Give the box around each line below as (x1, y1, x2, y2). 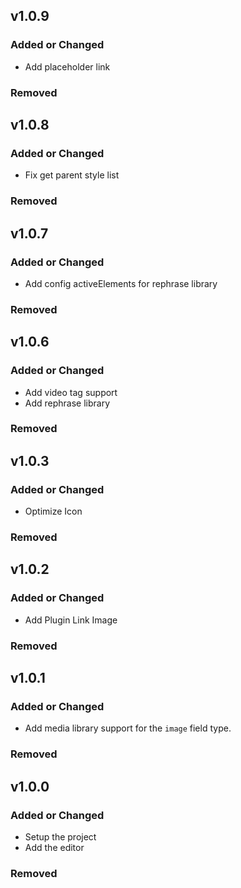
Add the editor (24, 841, 85, 853)
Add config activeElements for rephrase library (24, 277, 218, 289)
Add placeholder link (24, 60, 111, 73)
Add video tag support (24, 386, 118, 398)
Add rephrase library (24, 397, 111, 409)
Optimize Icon (24, 505, 83, 518)
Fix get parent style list (24, 169, 120, 181)
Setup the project (24, 830, 97, 843)
